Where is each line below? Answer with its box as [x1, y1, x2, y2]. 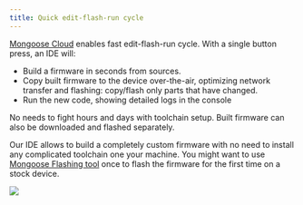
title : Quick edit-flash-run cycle [9, 13, 144, 23]
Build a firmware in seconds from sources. [22, 65, 181, 76]
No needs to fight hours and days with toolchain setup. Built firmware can [9, 112, 285, 122]
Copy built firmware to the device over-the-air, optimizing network [22, 74, 270, 86]
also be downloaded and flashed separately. [9, 122, 175, 132]
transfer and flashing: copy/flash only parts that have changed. [22, 84, 259, 95]
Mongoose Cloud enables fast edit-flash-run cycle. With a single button [9, 38, 277, 49]
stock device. [9, 168, 60, 179]
